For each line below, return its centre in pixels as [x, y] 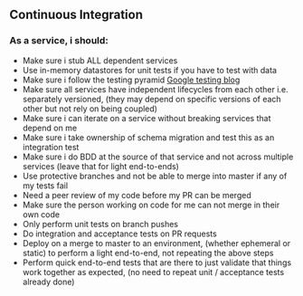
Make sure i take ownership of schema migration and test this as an [148, 137]
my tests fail [45, 186]
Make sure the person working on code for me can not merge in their [151, 205]
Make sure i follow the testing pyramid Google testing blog [131, 80]
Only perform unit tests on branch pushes [100, 224]
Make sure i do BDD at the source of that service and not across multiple [158, 157]
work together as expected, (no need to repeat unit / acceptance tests [153, 272]
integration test [51, 147]
